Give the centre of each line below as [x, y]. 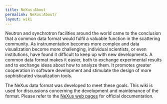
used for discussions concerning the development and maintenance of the [82, 91]
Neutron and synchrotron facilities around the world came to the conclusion [83, 33]
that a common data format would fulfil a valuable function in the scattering [83, 38]
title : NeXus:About [25, 10]
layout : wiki [19, 19]
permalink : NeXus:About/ [31, 14]
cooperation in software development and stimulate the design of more [78, 70]
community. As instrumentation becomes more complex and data [72, 44]
